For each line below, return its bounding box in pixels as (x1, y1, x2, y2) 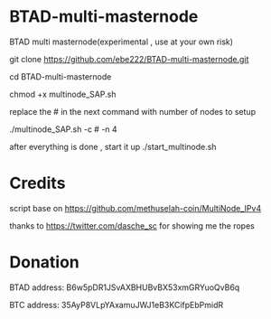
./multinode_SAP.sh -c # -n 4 (9, 124, 117, 135)
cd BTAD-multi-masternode (9, 70, 112, 82)
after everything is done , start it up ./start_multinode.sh (9, 141, 217, 152)
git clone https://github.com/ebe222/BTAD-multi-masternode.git (9, 53, 249, 64)
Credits (9, 174, 66, 193)
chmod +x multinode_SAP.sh (9, 89, 117, 99)
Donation (9, 252, 79, 273)
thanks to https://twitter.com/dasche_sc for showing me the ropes (9, 220, 255, 231)
